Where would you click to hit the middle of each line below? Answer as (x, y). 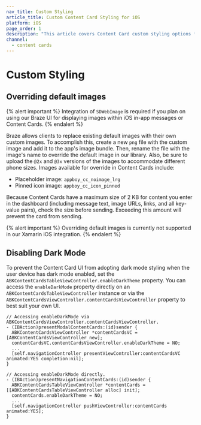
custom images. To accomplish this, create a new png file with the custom (97, 142)
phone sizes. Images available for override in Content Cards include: (90, 167)
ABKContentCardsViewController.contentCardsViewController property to (96, 299)
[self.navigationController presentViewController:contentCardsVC (96, 353)
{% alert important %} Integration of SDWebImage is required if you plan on (96, 111)
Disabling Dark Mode (46, 253)
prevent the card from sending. (45, 216)
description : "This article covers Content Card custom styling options (99, 34)
